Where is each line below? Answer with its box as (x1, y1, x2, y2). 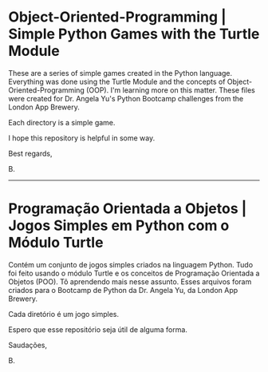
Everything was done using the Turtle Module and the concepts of (8, 77, 226, 86)
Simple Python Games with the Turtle (8, 25, 260, 43)
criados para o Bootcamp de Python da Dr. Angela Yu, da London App (8, 285, 238, 295)
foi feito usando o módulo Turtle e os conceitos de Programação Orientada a (8, 268, 260, 278)
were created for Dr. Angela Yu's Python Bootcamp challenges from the (8, 93, 244, 103)
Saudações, (8, 340, 48, 350)
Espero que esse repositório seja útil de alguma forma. (8, 324, 187, 334)
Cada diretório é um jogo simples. (8, 309, 120, 319)
